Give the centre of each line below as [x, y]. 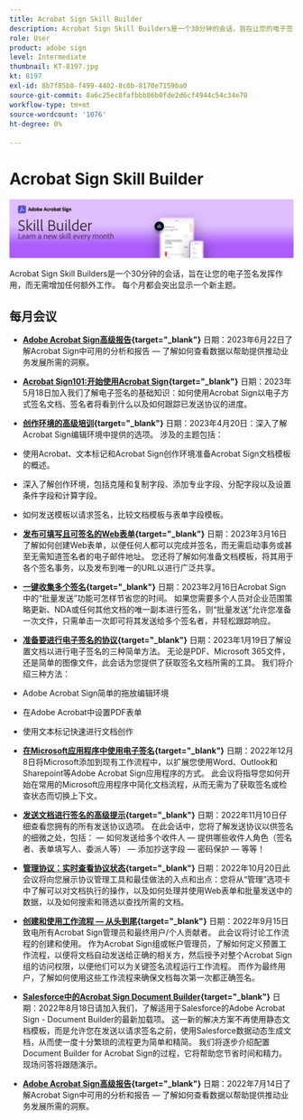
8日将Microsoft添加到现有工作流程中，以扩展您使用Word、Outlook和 [150, 762]
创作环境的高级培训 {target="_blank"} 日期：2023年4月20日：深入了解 [155, 424]
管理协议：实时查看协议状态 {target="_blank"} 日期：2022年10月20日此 [156, 868]
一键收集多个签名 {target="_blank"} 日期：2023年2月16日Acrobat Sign [154, 587]
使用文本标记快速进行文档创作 [78, 732]
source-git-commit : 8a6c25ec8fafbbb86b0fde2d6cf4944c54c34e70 [129, 95]
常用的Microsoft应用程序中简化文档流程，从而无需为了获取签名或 [159, 785]
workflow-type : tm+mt [50, 105]
